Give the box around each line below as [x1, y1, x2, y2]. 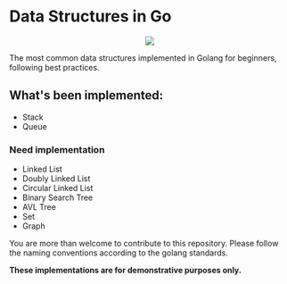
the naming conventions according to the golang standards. [9, 247, 229, 258]
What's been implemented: [9, 88, 164, 104]
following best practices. [9, 62, 100, 72]
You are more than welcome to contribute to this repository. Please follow [9, 238, 279, 249]
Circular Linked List [21, 183, 94, 194]
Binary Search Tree [21, 192, 94, 203]
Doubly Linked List [21, 173, 91, 184]
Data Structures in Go [9, 6, 172, 27]
